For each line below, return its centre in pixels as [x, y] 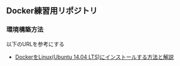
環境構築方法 [25, 30]
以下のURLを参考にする [35, 44]
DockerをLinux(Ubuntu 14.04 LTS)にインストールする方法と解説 [94, 57]
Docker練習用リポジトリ [52, 11]
